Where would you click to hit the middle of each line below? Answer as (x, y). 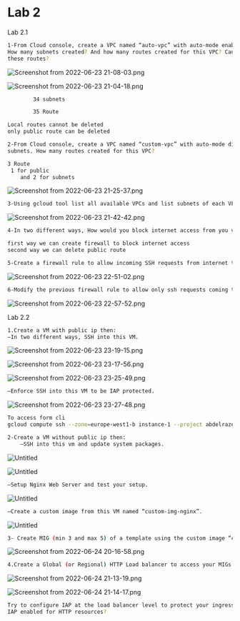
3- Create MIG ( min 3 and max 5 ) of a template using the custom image (116, 538)
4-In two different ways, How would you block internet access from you (118, 231)
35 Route (46, 112)
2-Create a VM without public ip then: (67, 438)
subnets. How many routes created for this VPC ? (81, 151)
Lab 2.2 (19, 317)
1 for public (30, 171)
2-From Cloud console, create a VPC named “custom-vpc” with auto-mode (116, 145)
